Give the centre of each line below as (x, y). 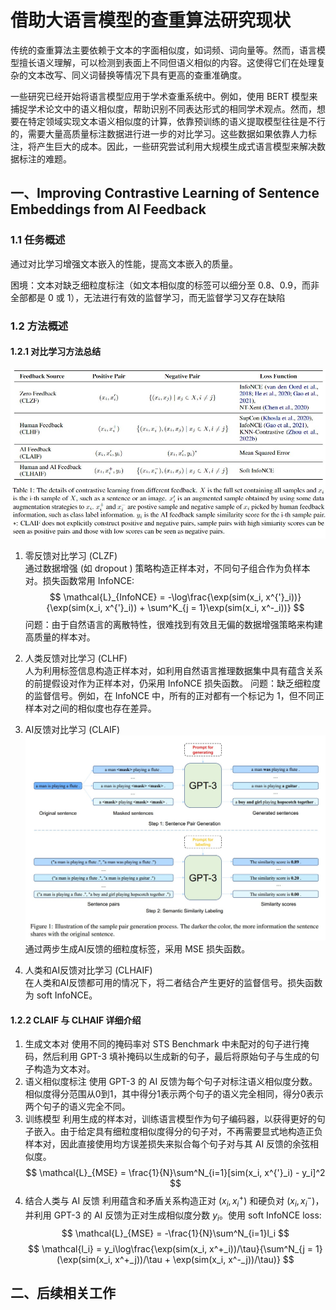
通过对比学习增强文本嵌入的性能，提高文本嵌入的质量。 (124, 263)
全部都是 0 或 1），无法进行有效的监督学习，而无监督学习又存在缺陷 (148, 297)
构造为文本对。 (64, 1069)
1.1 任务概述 (38, 240)
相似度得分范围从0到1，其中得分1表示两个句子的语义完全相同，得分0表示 (174, 1094)
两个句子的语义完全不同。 (77, 1107)
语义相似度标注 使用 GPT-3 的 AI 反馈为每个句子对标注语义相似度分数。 (171, 1082)
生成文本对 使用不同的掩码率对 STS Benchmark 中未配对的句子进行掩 (167, 1044)
